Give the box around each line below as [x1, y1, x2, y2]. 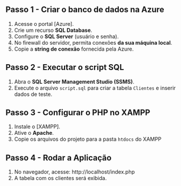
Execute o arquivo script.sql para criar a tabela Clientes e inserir [14, 84, 176, 91]
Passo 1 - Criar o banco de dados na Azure [5, 5, 164, 15]
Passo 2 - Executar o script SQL [5, 62, 125, 72]
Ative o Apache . [14, 129, 54, 137]
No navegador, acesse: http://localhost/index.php [14, 168, 135, 175]
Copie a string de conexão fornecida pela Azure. [14, 45, 134, 52]
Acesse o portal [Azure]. [14, 20, 75, 27]
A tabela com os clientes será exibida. [14, 175, 107, 182]
